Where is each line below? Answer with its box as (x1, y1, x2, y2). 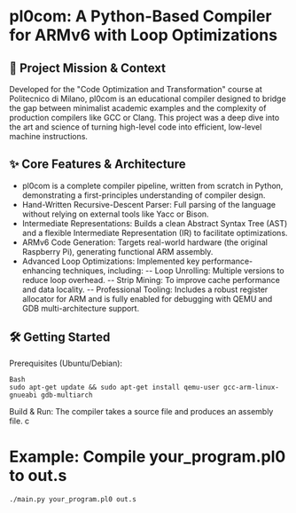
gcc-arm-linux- (222, 383, 279, 391)
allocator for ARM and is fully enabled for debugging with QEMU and (21, 293, 273, 304)
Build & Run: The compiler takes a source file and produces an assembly (9, 406, 274, 416)
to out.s (9, 465, 67, 485)
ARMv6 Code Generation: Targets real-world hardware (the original (21, 237, 269, 248)
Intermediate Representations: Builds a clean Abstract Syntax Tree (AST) (21, 217, 288, 228)
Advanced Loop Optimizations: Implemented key (21, 256, 200, 266)
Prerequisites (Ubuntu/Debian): (9, 358, 122, 368)
